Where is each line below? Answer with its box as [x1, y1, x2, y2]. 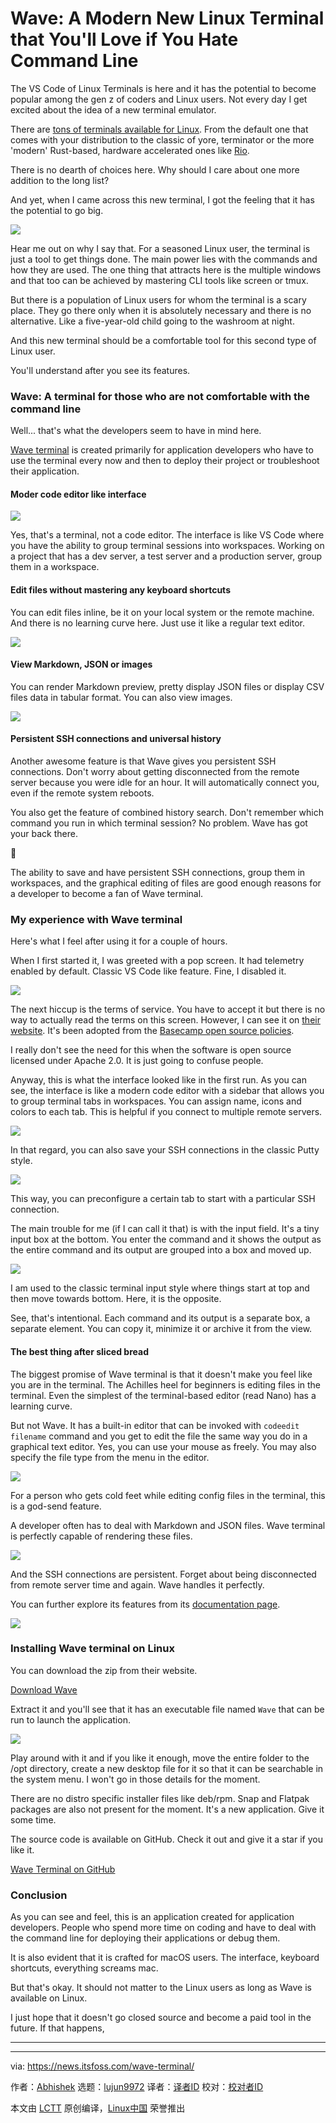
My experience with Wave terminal [10, 912, 183, 926]
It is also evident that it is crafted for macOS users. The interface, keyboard [10, 1952, 320, 1964]
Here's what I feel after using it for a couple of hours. [10, 935, 228, 947]
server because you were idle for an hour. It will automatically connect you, [10, 777, 320, 789]
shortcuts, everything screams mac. [10, 1962, 159, 1974]
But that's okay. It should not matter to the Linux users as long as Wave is [10, 1982, 312, 1994]
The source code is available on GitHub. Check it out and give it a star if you [10, 1833, 323, 1845]
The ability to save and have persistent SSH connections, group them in [10, 867, 306, 879]
